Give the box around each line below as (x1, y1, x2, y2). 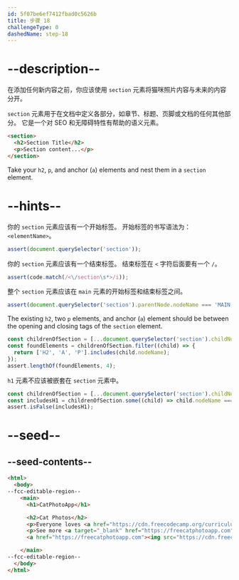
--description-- (7, 61, 101, 77)
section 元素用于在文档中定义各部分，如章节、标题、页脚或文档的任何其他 (7, 110, 225, 118)
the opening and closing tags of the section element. (7, 322, 163, 331)
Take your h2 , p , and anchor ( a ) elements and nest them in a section (7, 165, 206, 174)
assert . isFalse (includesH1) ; (7, 403, 94, 410)
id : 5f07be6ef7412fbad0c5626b (7, 10, 97, 18)
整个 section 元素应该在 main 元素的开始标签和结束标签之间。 (7, 287, 187, 296)
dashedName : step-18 (7, 30, 69, 38)
